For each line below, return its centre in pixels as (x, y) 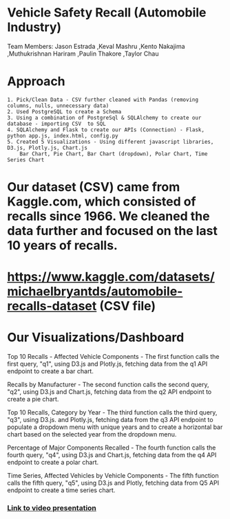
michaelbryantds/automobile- (95, 292)
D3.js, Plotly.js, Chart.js (48, 148)
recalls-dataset (52, 306)
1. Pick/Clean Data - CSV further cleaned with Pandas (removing (103, 100)
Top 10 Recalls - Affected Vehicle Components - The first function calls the (113, 357)
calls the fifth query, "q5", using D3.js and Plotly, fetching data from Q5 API (113, 483)
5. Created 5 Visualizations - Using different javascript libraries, (111, 142)
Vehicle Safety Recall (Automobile (107, 13)
